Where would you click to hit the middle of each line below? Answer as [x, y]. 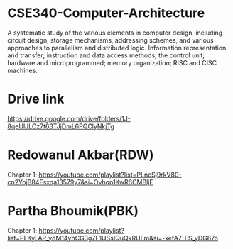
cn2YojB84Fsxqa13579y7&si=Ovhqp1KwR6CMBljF [81, 182]
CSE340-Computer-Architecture [106, 13]
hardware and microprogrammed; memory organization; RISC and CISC [112, 62]
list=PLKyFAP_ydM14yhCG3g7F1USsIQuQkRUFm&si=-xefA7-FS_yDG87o [113, 238]
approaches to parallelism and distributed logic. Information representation [117, 48]
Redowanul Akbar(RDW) [81, 155]
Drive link [36, 99]
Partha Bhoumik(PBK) [73, 211]
